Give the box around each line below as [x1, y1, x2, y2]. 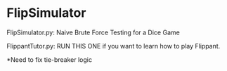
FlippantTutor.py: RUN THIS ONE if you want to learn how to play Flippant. [6, 41, 221, 50]
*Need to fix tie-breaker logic [6, 55, 93, 64]
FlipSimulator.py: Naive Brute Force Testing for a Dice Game [6, 28, 180, 37]
